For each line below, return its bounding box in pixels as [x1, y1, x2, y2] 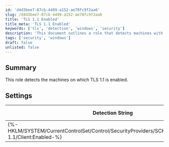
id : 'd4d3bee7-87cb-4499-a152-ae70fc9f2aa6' [5, 7, 100, 13]
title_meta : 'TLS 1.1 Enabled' [5, 21, 71, 27]
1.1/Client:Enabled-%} [8, 134, 62, 141]
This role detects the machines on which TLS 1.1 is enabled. [5, 77, 128, 83]
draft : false [5, 40, 33, 45]
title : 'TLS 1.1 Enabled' [5, 17, 59, 22]
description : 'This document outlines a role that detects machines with [5, 31, 163, 36]
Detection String [93, 109, 133, 116]
